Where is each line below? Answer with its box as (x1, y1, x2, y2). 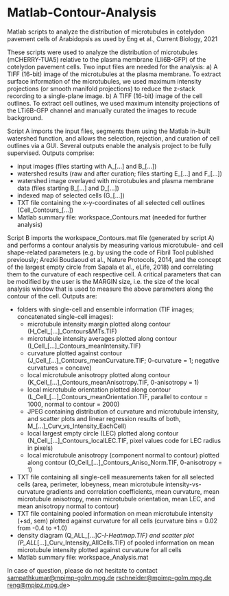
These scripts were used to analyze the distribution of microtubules (7, 48, 198, 56)
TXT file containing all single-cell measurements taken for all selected (16, 473, 215, 481)
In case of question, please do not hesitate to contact (7, 566, 158, 574)
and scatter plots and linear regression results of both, (27, 414, 181, 422)
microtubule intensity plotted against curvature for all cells (16, 545, 182, 553)
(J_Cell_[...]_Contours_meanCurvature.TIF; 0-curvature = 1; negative (27, 356, 219, 364)
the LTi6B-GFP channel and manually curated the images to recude (7, 106, 197, 115)
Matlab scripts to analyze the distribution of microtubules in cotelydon (7, 27, 205, 36)
